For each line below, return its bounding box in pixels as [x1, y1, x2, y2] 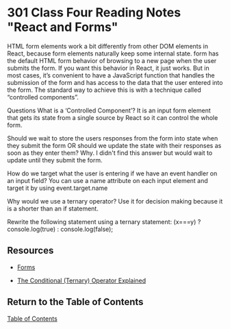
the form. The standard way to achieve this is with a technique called [7, 86, 201, 94]
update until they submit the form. [7, 156, 103, 164]
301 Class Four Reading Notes [7, 5, 181, 21]
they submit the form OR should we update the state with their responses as [7, 141, 222, 149]
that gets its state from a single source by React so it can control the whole [7, 113, 218, 121]
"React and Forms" [7, 19, 118, 35]
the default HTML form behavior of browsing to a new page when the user [7, 56, 217, 64]
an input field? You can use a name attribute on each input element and [7, 176, 209, 184]
